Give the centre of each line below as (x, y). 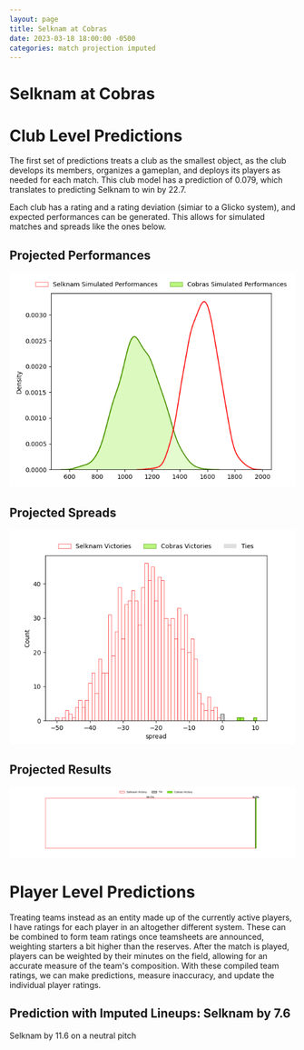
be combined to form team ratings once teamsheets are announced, (137, 936)
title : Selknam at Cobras (58, 29)
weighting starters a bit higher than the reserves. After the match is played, (150, 946)
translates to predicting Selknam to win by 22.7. (98, 190)
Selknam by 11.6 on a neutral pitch (73, 1035)
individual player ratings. (55, 985)
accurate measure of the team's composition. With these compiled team (144, 965)
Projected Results (60, 770)
